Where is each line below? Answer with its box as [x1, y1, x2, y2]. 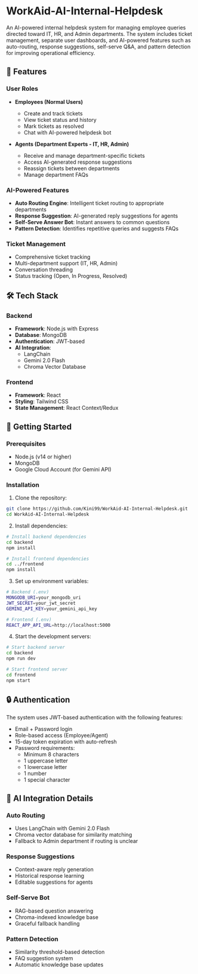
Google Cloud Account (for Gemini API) [14, 465, 112, 473]
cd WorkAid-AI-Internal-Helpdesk [6, 511, 89, 517]
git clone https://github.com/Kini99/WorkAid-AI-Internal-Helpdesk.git [6, 506, 188, 512]
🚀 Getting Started [6, 421, 72, 431]
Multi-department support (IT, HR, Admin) [14, 260, 118, 267]
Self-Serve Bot [6, 893, 50, 902]
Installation [6, 480, 40, 489]
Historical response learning [14, 872, 85, 880]
